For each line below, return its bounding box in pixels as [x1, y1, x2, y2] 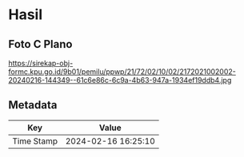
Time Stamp [12, 135, 58, 147]
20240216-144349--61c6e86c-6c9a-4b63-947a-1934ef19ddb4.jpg [8, 76, 232, 84]
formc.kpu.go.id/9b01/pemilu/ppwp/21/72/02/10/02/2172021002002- [8, 67, 236, 77]
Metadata [8, 98, 58, 112]
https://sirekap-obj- [8, 58, 74, 68]
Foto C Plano [8, 37, 73, 51]
